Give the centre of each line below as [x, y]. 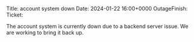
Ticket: [15, 15]
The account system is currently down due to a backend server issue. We [97, 26]
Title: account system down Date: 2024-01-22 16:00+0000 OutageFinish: [97, 9]
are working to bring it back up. [45, 33]
